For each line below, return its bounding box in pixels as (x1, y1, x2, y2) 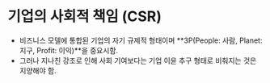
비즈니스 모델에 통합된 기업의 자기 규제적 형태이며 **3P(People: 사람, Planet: (19, 35, 263, 45)
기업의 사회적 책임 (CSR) (7, 7, 162, 26)
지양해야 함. (19, 65, 57, 75)
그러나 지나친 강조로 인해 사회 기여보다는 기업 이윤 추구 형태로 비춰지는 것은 (19, 56, 257, 65)
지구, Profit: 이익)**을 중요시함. (19, 45, 119, 55)
